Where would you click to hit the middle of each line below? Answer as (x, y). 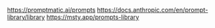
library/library (26, 17)
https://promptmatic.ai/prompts (51, 10)
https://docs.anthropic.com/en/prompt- (153, 10)
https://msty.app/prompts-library (93, 17)
